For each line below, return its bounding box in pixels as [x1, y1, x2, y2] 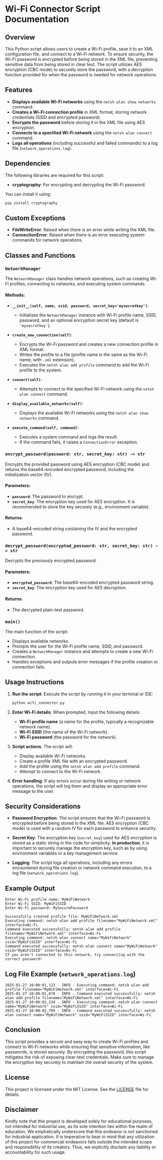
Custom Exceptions [5, 214, 66, 222]
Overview [5, 33, 36, 41]
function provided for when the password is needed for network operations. [5, 72, 157, 77]
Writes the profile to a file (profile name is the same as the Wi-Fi [19, 352, 147, 358]
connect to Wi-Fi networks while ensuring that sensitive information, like [5, 1044, 150, 1050]
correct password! [5, 957, 42, 962]
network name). [19, 723, 52, 730]
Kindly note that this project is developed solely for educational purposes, [5, 1118, 153, 1124]
